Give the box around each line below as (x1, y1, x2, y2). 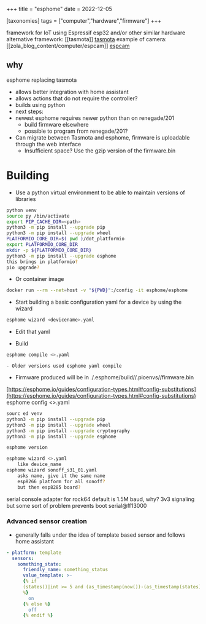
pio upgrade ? (6, 264, 40, 271)
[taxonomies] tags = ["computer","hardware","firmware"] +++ (6, 17, 162, 24)
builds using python (15, 101, 66, 108)
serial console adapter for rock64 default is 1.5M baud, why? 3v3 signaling (6, 495, 195, 503)
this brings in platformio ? (6, 258, 78, 265)
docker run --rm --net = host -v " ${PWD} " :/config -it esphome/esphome (6, 287, 188, 294)
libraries (15, 195, 36, 202)
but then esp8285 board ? (17, 484, 81, 491)
